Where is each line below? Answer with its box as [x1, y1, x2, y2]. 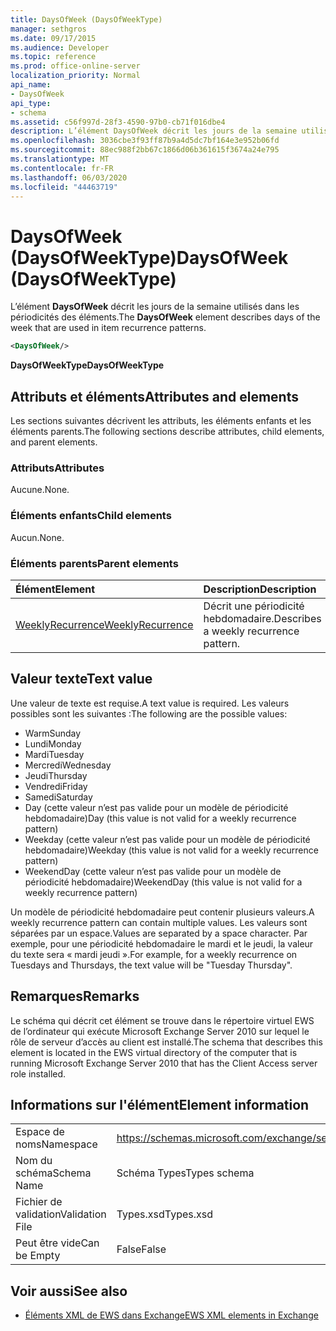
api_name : [10, 80, 52, 90]
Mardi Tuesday [24, 748, 85, 760]
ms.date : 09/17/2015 [10, 33, 97, 43]
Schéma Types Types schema [116, 1166, 255, 1180]
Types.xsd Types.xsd [116, 1207, 214, 1221]
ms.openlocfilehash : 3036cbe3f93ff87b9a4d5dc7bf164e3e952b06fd [10, 136, 280, 146]
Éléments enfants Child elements [10, 509, 172, 523]
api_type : [10, 98, 52, 108]
